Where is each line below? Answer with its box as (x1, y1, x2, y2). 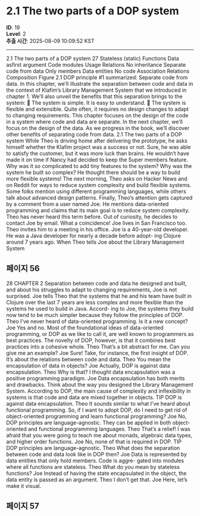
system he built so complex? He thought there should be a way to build (6, 169, 180, 176)
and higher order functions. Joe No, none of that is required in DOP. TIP (6, 438, 182, 445)
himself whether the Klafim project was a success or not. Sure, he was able (6, 143, 191, 150)
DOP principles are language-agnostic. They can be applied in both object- (6, 419, 190, 426)
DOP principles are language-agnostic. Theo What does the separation (6, 444, 180, 451)
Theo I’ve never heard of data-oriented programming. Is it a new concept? (6, 318, 188, 325)
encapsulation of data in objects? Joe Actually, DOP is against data (6, 362, 171, 369)
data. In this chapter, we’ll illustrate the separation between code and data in (6, 80, 193, 87)
